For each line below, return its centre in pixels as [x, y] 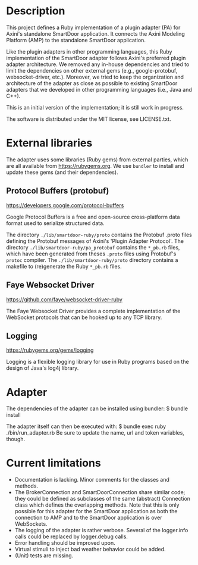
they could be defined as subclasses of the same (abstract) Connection [103, 499]
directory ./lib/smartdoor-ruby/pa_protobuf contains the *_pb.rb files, [93, 247]
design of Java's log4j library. [43, 368]
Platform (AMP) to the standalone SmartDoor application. [76, 40]
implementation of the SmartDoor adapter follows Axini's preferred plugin [96, 58]
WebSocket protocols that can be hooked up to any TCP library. [84, 317]
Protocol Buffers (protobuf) [58, 191]
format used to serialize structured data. [56, 223]
